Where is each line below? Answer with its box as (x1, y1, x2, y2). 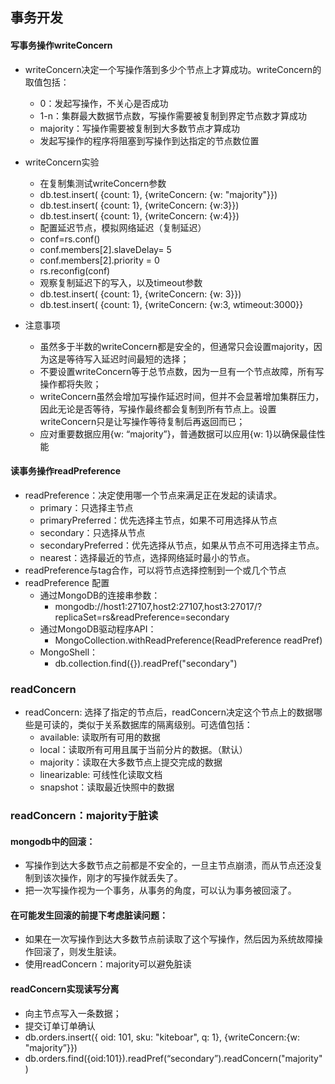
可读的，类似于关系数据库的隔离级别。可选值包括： (42, 719, 253, 731)
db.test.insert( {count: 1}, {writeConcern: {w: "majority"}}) (39, 188, 278, 200)
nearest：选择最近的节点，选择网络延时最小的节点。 (39, 551, 256, 563)
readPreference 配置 (24, 576, 110, 588)
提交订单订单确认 (24, 1019, 96, 1032)
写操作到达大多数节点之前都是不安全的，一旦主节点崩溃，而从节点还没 (24, 859, 315, 872)
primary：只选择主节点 (39, 501, 134, 513)
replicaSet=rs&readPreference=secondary (54, 611, 230, 623)
